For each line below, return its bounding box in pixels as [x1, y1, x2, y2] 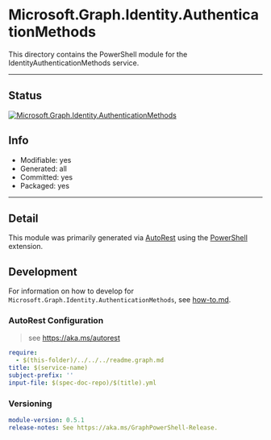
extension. [8, 242, 44, 251]
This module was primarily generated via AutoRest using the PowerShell [8, 233, 248, 243]
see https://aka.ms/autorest [27, 333, 121, 343]
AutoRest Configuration [8, 315, 104, 326]
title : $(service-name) [8, 364, 89, 372]
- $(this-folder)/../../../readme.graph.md [15, 356, 164, 364]
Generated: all [19, 164, 67, 173]
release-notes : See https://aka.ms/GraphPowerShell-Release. [8, 424, 219, 432]
